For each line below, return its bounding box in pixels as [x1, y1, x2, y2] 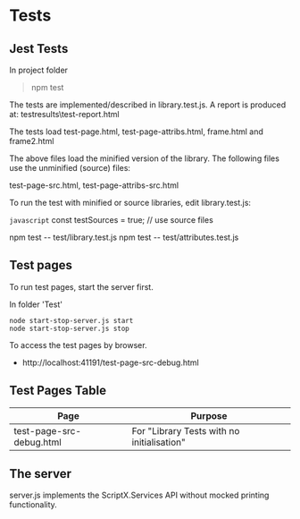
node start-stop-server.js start [9, 316, 134, 325]
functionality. [9, 499, 58, 510]
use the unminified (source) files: [9, 163, 131, 173]
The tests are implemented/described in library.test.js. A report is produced [9, 99, 287, 110]
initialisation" [131, 436, 186, 448]
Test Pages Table [9, 383, 107, 398]
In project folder [9, 64, 69, 75]
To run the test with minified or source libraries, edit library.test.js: [9, 198, 252, 208]
